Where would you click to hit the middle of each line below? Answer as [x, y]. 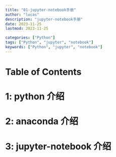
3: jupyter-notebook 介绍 [58, 146]
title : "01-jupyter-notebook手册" [41, 10]
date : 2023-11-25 [23, 24]
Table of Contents [43, 72]
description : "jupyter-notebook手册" [44, 19]
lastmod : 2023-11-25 [27, 29]
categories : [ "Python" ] [30, 38]
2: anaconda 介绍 [42, 122]
